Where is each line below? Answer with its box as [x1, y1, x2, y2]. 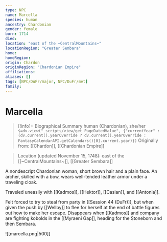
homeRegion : [5, 55, 31, 60]
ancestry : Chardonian [5, 22, 52, 27]
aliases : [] [5, 74, 31, 79]
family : [5, 84, 22, 89]
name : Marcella [5, 12, 38, 17]
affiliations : [5, 70, 36, 75]
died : [5, 36, 17, 42]
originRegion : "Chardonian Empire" [5, 65, 81, 70]
